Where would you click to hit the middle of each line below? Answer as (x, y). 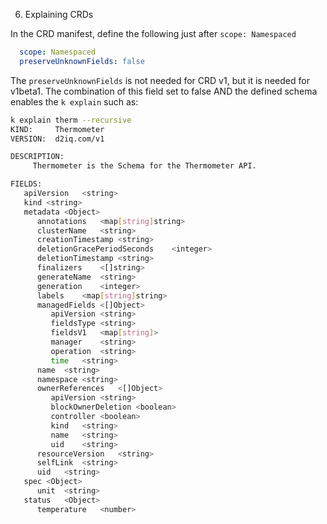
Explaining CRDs (59, 14)
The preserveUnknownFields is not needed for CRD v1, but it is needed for (160, 80)
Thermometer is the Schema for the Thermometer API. (144, 166)
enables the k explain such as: (74, 101)
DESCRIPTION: (37, 157)
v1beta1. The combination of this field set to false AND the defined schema (164, 91)
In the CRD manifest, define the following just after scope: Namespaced (153, 33)
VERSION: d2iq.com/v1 (57, 139)
